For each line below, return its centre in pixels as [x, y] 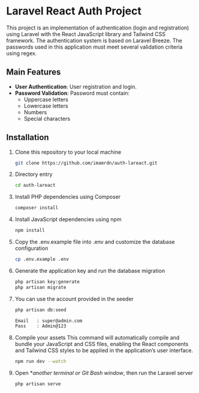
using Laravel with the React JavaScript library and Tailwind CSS [86, 34]
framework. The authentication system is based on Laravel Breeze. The [94, 40]
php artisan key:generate [47, 282]
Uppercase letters [46, 99]
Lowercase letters [46, 106]
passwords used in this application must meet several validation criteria [94, 47]
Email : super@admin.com [49, 321]
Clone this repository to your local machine [68, 152]
